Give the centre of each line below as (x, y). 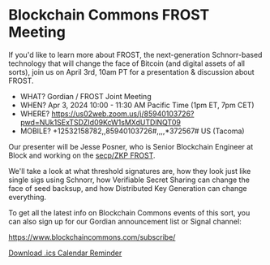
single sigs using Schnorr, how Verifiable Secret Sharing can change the (129, 180)
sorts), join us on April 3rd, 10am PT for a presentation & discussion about (131, 72)
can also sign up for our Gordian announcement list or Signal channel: (125, 221)
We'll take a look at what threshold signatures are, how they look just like (130, 171)
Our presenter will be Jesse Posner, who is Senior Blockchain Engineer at (131, 146)
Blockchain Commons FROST (109, 15)
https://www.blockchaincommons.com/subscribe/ (92, 237)
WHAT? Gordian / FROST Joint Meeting (86, 96)
